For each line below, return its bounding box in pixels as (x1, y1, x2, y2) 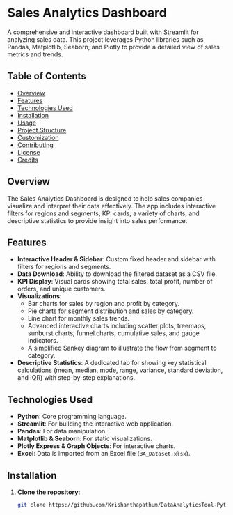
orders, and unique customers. (17, 284, 106, 293)
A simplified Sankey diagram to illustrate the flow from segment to (27, 344, 217, 353)
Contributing (17, 141, 54, 149)
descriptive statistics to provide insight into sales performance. (7, 216, 188, 224)
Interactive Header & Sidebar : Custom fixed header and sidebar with (17, 255, 216, 263)
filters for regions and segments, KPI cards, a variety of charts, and (7, 209, 200, 217)
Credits (17, 155, 39, 164)
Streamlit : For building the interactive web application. (17, 420, 174, 428)
